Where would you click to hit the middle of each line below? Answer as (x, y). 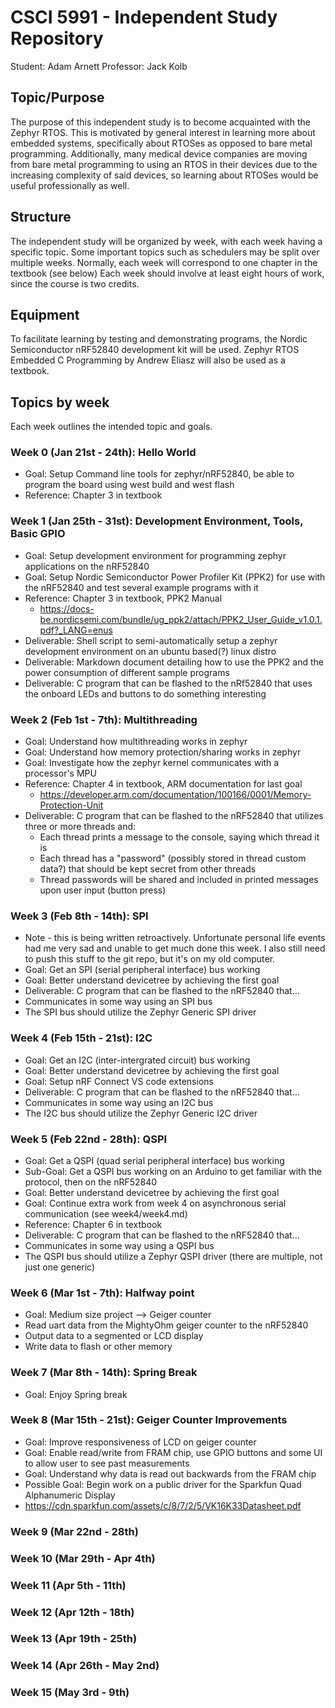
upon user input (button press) (103, 890)
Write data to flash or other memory (98, 1347)
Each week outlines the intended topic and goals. (111, 427)
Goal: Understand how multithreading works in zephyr (136, 742)
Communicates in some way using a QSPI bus (119, 1245)
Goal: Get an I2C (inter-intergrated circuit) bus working (137, 1060)
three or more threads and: (80, 827)
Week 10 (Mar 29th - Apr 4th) (83, 1558)
